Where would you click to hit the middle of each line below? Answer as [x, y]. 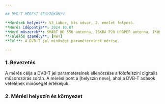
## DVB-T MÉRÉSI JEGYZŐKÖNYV [35, 14]
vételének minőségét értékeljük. [37, 83]
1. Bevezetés [20, 62]
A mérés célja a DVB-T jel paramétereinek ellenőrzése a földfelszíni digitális [82, 73]
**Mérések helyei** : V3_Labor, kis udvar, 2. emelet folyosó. [70, 23]
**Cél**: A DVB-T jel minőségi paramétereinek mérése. [62, 41]
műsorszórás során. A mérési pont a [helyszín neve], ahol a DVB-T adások [80, 78]
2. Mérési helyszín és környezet [44, 96]
